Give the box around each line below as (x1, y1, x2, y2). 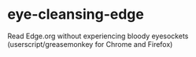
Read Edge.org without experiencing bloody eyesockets (7, 31, 189, 41)
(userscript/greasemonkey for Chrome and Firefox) (7, 39, 173, 48)
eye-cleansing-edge (7, 5, 145, 23)
